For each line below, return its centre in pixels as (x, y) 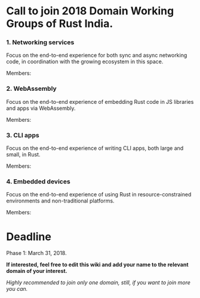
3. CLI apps (23, 135)
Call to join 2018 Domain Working (90, 11)
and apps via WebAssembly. (41, 108)
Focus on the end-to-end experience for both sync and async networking (97, 56)
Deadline (29, 236)
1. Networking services (40, 42)
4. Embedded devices (38, 182)
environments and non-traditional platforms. (60, 201)
